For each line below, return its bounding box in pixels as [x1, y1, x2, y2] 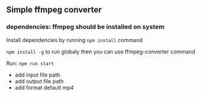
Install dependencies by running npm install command [6, 36, 143, 44]
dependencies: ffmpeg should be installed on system [6, 23, 165, 31]
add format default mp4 [14, 84, 74, 91]
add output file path [14, 77, 64, 84]
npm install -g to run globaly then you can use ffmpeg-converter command [6, 48, 196, 55]
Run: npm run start [6, 59, 54, 66]
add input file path [14, 71, 61, 78]
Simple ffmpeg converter [6, 5, 102, 15]
